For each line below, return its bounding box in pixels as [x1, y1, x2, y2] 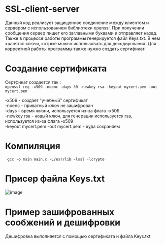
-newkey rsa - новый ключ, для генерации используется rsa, [5, 113, 132, 119]
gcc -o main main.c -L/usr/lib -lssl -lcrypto [7, 157, 105, 162]
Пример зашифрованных [5, 206, 115, 217]
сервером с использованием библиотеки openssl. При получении [5, 25, 144, 30]
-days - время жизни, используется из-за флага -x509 [5, 108, 120, 113]
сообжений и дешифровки [5, 217, 121, 228]
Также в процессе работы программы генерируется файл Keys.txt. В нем [5, 35, 160, 41]
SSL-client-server [5, 3, 80, 15]
